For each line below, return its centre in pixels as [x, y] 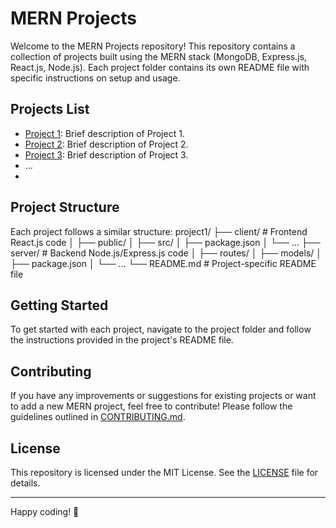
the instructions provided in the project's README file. [122, 340]
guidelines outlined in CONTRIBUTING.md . [98, 417]
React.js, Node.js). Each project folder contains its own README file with [160, 67]
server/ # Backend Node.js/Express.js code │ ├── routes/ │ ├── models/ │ [166, 253]
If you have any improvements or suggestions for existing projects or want [163, 396]
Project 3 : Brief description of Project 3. [106, 154]
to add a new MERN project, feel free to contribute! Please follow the [151, 406]
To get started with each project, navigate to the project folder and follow [161, 329]
